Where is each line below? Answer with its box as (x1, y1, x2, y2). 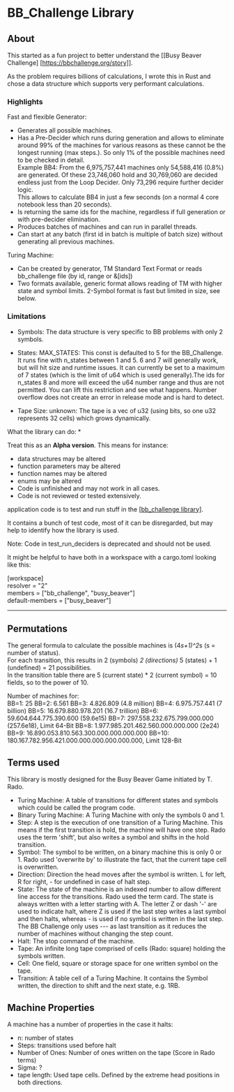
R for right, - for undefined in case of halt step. (17, 878, 152, 886)
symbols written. (17, 952, 65, 960)
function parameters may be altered (17, 462, 120, 470)
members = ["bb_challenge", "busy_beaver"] (7, 588, 136, 597)
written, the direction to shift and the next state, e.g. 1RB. (17, 982, 180, 990)
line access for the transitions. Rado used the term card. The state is (17, 892, 214, 901)
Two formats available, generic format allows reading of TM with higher (17, 279, 223, 287)
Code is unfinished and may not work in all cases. (17, 484, 160, 493)
